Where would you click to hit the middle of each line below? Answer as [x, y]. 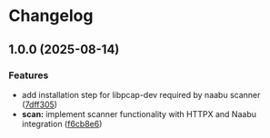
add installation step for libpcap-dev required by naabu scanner [141, 94]
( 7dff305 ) [40, 104]
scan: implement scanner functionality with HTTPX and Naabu [139, 113]
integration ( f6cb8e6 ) [62, 123]
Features [29, 75]
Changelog [51, 16]
